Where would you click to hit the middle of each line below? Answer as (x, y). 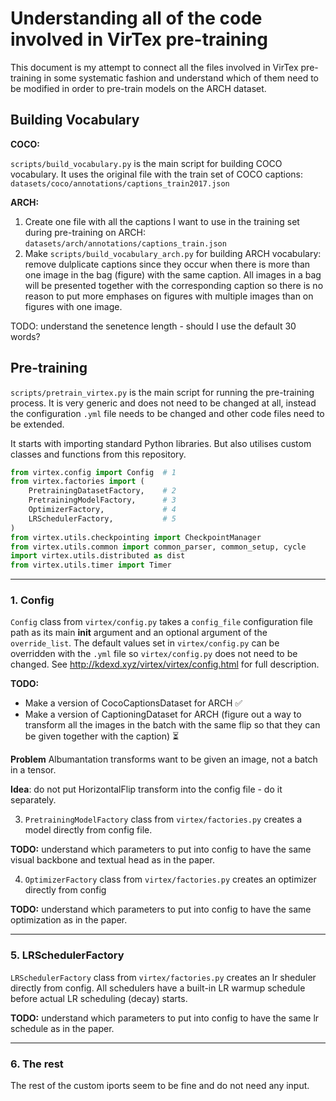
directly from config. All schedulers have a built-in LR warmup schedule (158, 988)
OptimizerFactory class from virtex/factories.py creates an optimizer (170, 879)
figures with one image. (73, 306)
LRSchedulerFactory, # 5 (102, 518)
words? (25, 336)
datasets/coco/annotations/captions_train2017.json (120, 183)
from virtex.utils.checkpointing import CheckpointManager (136, 537)
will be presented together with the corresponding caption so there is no (174, 285)
